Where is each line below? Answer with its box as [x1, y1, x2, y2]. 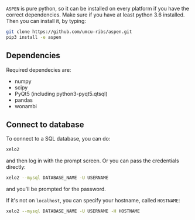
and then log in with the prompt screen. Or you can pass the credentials [6, 157, 180, 164]
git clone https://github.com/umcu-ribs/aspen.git [6, 29, 132, 35]
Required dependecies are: [6, 66, 71, 73]
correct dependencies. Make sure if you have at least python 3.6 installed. [6, 11, 185, 18]
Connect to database [6, 119, 84, 129]
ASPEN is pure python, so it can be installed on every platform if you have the [6, 5, 189, 12]
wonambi [14, 102, 37, 109]
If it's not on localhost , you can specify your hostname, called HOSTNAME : [6, 197, 180, 204]
